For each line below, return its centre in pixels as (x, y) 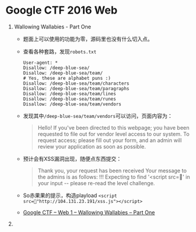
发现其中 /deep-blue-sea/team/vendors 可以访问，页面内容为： (98, 115)
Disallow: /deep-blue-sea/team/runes (70, 99)
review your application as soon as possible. (92, 146)
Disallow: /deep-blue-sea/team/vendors (72, 104)
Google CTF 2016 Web (62, 10)
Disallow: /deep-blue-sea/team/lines (70, 94)
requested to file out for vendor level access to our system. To (114, 134)
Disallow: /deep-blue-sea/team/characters (76, 83)
